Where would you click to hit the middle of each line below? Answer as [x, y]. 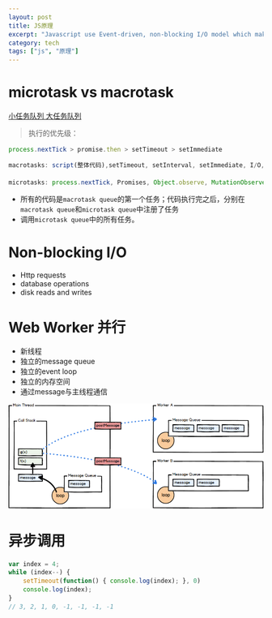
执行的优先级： [53, 133]
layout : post [30, 17]
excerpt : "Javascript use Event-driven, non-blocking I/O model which [130, 34]
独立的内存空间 [45, 382]
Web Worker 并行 [67, 327]
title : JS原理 [31, 26]
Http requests [43, 275]
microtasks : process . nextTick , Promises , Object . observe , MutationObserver [139, 182]
